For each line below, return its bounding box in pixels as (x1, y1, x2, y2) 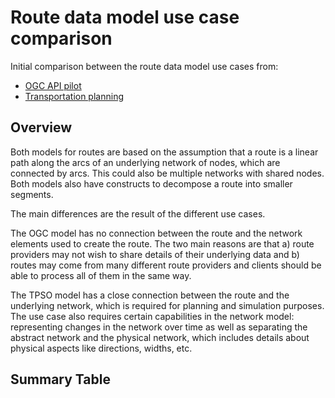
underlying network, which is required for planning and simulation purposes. (10, 299, 325, 311)
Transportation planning (24, 90, 124, 102)
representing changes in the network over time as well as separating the (10, 321, 308, 333)
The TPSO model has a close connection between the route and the (10, 289, 290, 301)
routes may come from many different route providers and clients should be (10, 259, 322, 271)
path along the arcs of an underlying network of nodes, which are (10, 156, 281, 168)
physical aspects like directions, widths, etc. (10, 342, 193, 354)
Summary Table (10, 371, 111, 388)
